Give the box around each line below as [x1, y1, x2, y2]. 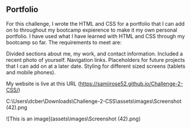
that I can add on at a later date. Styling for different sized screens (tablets [6, 63, 186, 70]
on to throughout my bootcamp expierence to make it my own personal [6, 26, 178, 33]
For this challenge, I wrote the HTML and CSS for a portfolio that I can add [6, 20, 185, 27]
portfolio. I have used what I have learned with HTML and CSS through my [6, 32, 185, 40]
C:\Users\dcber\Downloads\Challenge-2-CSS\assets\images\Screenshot [6, 98, 182, 105]
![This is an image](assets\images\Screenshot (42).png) [6, 115, 141, 122]
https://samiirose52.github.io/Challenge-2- [80, 80, 183, 87]
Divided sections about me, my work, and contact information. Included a [6, 50, 183, 57]
